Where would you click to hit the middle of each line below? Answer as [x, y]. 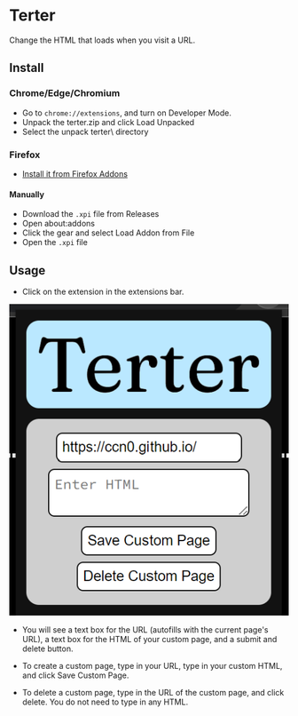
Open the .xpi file [55, 243]
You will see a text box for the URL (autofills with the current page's [145, 630]
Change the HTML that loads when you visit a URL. [102, 40]
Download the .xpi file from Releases [90, 214]
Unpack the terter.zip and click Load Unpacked [108, 122]
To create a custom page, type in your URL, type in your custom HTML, [152, 666]
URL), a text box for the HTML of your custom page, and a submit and [149, 640]
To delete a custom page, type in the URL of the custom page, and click [153, 693]
